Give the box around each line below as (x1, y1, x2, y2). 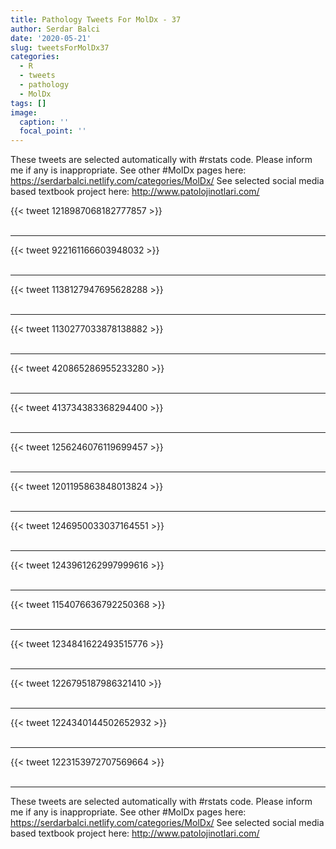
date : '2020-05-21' (10, 33, 92, 43)
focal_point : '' (19, 126, 87, 136)
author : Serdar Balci (10, 24, 101, 34)
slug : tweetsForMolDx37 (10, 42, 110, 53)
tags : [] (10, 98, 47, 108)
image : (10, 107, 38, 118)
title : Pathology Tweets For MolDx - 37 (10, 14, 182, 25)
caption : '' (19, 117, 70, 127)
